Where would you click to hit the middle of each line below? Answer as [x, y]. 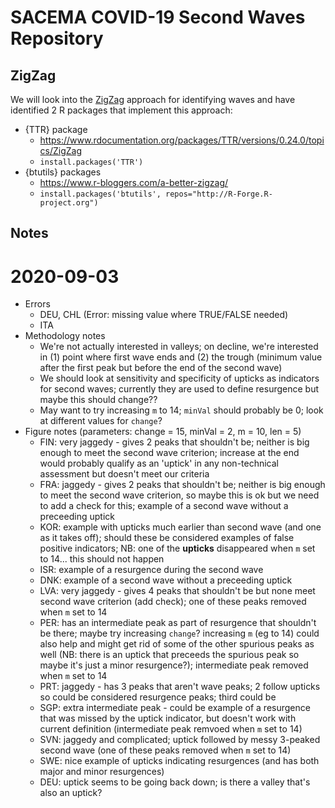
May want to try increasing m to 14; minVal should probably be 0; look [181, 410]
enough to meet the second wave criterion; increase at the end [169, 453]
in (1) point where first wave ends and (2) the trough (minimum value [181, 357]
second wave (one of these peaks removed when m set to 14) [165, 750]
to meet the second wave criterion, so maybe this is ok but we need [179, 495]
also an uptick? [71, 793]
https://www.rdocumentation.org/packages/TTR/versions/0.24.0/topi [182, 140]
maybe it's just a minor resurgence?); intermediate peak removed [174, 665]
